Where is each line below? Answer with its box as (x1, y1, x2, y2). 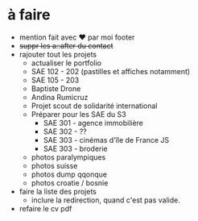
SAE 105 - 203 (31, 75, 80, 85)
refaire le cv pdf (19, 203, 72, 213)
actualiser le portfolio (31, 58, 102, 68)
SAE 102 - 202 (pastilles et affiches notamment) (31, 66, 191, 76)
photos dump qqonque (31, 169, 108, 179)
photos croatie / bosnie (31, 177, 109, 187)
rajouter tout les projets (19, 49, 97, 59)
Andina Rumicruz (31, 92, 89, 102)
